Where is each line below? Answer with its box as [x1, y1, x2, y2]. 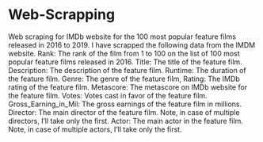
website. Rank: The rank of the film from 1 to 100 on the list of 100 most [8, 48, 240, 58]
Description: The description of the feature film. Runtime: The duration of [8, 65, 247, 75]
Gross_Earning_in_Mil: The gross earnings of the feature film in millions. [8, 99, 242, 109]
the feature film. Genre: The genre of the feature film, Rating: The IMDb [8, 74, 240, 83]
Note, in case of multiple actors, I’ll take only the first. [8, 125, 182, 134]
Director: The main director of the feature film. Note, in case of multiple [8, 107, 240, 117]
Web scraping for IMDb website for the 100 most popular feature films [8, 32, 236, 41]
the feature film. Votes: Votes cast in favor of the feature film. [8, 90, 208, 100]
